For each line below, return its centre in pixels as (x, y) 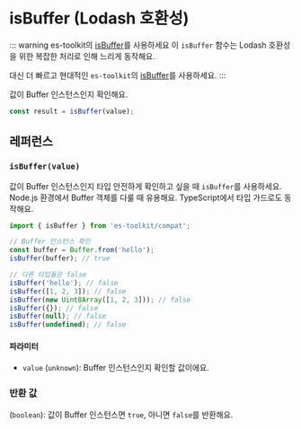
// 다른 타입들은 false (48, 275)
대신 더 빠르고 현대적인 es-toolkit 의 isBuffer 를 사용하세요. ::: (118, 75)
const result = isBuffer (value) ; (72, 111)
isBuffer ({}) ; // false (54, 308)
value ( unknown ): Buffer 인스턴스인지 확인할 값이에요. (115, 368)
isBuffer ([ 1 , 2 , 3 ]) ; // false (68, 291)
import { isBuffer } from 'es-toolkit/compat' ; (100, 225)
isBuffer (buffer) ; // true (60, 258)
